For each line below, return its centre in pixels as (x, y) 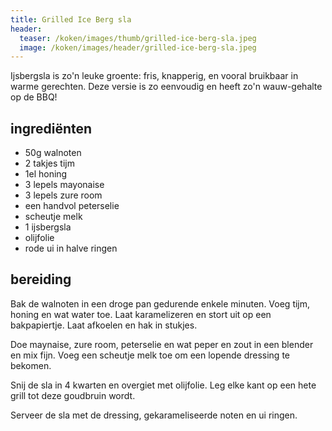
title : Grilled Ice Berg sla (71, 19)
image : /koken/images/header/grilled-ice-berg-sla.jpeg (138, 47)
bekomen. (31, 365)
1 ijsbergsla (48, 227)
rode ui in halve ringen (71, 248)
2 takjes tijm (49, 163)
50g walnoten (53, 153)
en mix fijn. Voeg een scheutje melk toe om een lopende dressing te (150, 355)
